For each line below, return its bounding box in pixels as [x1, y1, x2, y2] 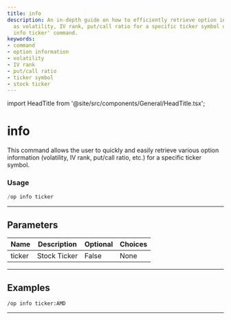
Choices [119, 239, 148, 249]
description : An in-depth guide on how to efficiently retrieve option [7, 17, 217, 23]
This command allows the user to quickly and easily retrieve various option [7, 146, 219, 155]
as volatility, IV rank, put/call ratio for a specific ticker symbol [13, 23, 220, 30]
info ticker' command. [13, 29, 78, 36]
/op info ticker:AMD [7, 300, 67, 307]
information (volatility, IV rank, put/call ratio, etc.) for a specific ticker [7, 153, 201, 162]
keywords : [7, 36, 36, 43]
